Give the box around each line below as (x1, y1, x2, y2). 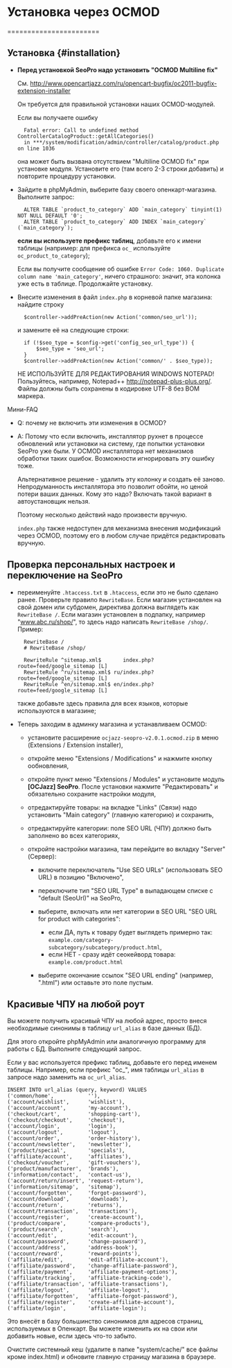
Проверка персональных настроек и (7, 559, 175, 571)
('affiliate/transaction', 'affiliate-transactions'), (7, 1281, 169, 1288)
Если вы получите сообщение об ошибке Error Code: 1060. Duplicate (17, 264, 224, 273)
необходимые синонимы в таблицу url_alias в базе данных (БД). (7, 1024, 202, 1032)
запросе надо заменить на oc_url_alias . (7, 1073, 127, 1081)
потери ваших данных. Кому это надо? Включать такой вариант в (17, 490, 213, 498)
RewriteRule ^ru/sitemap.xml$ (24, 669, 111, 676)
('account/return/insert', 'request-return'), (7, 1177, 144, 1185)
